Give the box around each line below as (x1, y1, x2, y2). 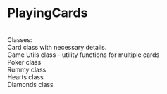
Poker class (7, 58, 42, 66)
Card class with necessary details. (7, 43, 107, 51)
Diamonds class (7, 80, 54, 88)
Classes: (7, 35, 32, 43)
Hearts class (7, 72, 44, 81)
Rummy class (7, 65, 47, 74)
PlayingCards (7, 5, 88, 21)
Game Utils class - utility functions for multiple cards (7, 51, 160, 59)
